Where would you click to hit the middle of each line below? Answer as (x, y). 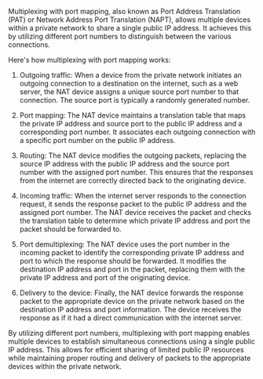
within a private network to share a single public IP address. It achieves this (130, 28)
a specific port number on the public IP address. (97, 140)
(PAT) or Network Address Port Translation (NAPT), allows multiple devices (130, 20)
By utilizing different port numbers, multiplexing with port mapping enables (129, 333)
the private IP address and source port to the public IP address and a (131, 124)
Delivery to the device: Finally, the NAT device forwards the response (131, 293)
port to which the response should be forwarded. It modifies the (123, 261)
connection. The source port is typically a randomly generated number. (135, 100)
